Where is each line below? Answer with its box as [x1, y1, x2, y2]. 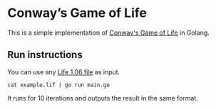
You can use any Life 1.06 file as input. [7, 67, 120, 76]
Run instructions [7, 49, 83, 61]
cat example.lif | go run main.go [7, 81, 110, 88]
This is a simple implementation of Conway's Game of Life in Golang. [7, 28, 210, 37]
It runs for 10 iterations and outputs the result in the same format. [7, 93, 198, 102]
